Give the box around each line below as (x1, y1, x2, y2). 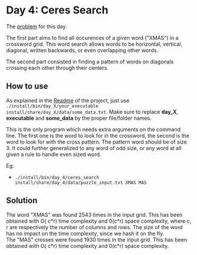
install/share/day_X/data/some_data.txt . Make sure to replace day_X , (6, 108, 178, 115)
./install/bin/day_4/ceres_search (14, 174, 99, 181)
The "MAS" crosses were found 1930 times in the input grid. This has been (6, 236, 187, 243)
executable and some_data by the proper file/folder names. (6, 114, 152, 121)
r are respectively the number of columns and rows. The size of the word (6, 223, 183, 230)
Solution (6, 196, 38, 206)
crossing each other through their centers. (6, 64, 109, 71)
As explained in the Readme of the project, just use (6, 97, 130, 104)
